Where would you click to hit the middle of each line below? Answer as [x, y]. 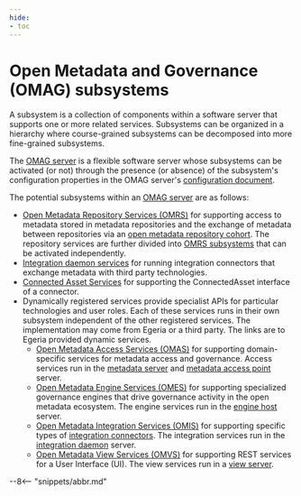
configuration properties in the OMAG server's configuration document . [142, 180]
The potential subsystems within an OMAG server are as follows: [129, 197]
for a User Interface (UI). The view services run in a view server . [155, 464]
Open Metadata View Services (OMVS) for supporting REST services [164, 455]
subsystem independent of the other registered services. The [136, 320]
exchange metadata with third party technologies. [114, 272]
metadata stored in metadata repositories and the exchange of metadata [157, 225]
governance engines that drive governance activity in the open [152, 397]
